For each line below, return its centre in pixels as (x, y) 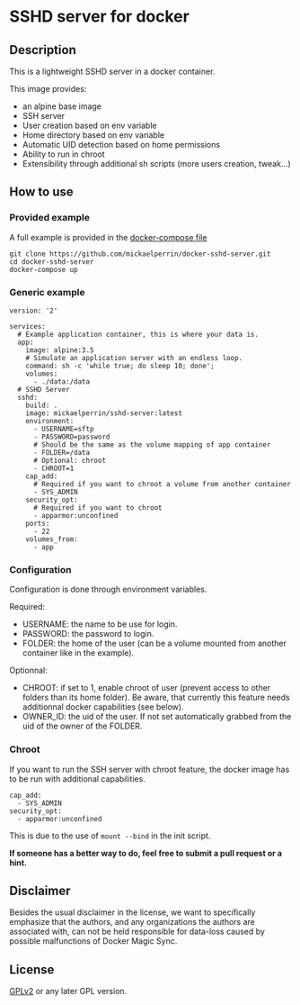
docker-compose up (44, 269)
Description (43, 50)
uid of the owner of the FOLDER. (82, 726)
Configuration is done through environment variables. (108, 589)
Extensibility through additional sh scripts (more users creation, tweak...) (157, 163)
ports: (38, 523)
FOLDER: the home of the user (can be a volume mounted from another (154, 643)
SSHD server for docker (100, 17)
